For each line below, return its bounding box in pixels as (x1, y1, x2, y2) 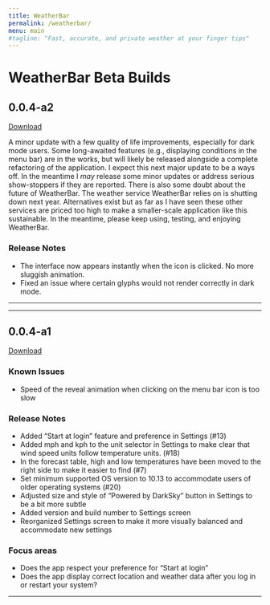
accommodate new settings (19, 525, 112, 534)
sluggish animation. (19, 270, 85, 279)
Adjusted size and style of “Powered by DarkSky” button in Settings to (19, 490, 253, 500)
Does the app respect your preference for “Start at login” (19, 563, 209, 573)
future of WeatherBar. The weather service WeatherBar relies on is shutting (8, 189, 258, 198)
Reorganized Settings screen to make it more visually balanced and (19, 516, 243, 526)
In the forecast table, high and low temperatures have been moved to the (19, 457, 261, 466)
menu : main (8, 26, 45, 35)
